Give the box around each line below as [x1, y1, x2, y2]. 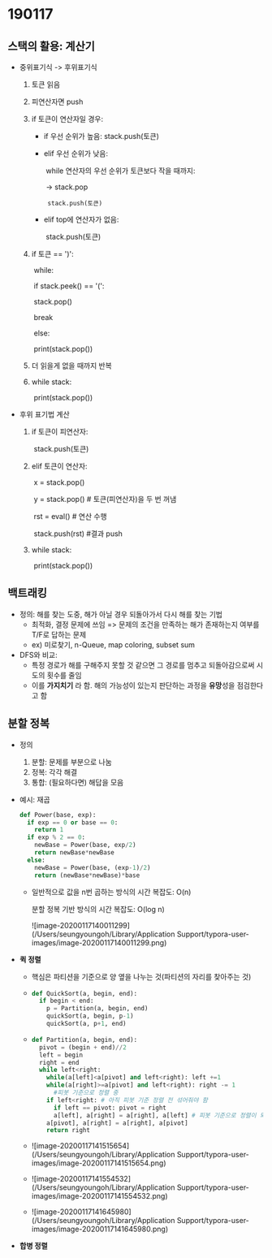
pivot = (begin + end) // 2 [38, 1043, 127, 1052]
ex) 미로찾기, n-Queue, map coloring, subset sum [31, 639, 196, 650]
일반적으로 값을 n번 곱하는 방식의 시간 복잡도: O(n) [31, 887, 192, 897]
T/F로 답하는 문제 [31, 629, 87, 639]
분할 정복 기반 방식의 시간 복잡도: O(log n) [31, 904, 166, 914]
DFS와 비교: [19, 650, 58, 659]
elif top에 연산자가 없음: [43, 214, 119, 224]
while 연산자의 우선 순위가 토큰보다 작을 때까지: [45, 166, 196, 175]
